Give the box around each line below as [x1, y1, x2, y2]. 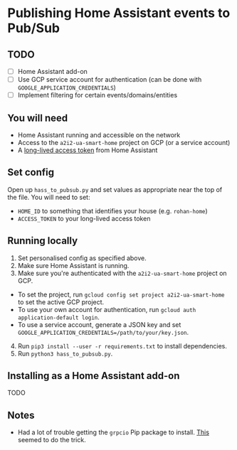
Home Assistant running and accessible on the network [17, 131, 181, 139]
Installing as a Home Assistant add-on [7, 370, 180, 382]
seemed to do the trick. [17, 436, 87, 444]
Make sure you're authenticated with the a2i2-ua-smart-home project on [17, 269, 227, 277]
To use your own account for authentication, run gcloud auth [17, 305, 196, 314]
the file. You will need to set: [7, 193, 90, 201]
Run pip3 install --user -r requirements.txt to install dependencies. [17, 341, 228, 350]
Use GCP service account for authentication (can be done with [17, 75, 202, 84]
